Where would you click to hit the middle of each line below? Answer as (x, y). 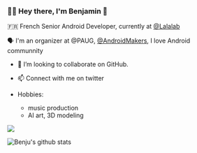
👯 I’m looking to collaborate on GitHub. (73, 64)
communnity (25, 51)
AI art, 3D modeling (56, 115)
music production (53, 108)
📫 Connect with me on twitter (61, 78)
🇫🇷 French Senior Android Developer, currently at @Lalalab (94, 27)
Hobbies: (30, 94)
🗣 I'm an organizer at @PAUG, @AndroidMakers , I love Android (99, 41)
